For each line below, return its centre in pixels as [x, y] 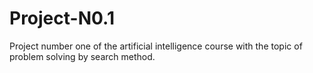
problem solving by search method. [82, 56]
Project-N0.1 [62, 18]
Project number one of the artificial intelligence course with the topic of [156, 46]
